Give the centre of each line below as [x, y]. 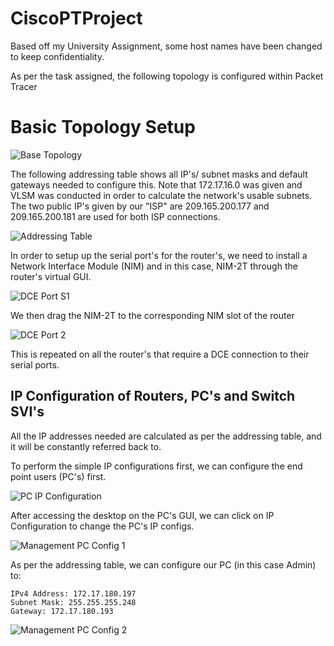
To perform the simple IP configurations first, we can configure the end [156, 466]
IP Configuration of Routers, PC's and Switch [153, 396]
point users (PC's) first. [58, 476]
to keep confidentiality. [57, 56]
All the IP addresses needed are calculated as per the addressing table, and [166, 436]
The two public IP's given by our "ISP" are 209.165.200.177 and [140, 206]
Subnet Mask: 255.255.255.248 [73, 602]
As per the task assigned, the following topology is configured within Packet [167, 76]
